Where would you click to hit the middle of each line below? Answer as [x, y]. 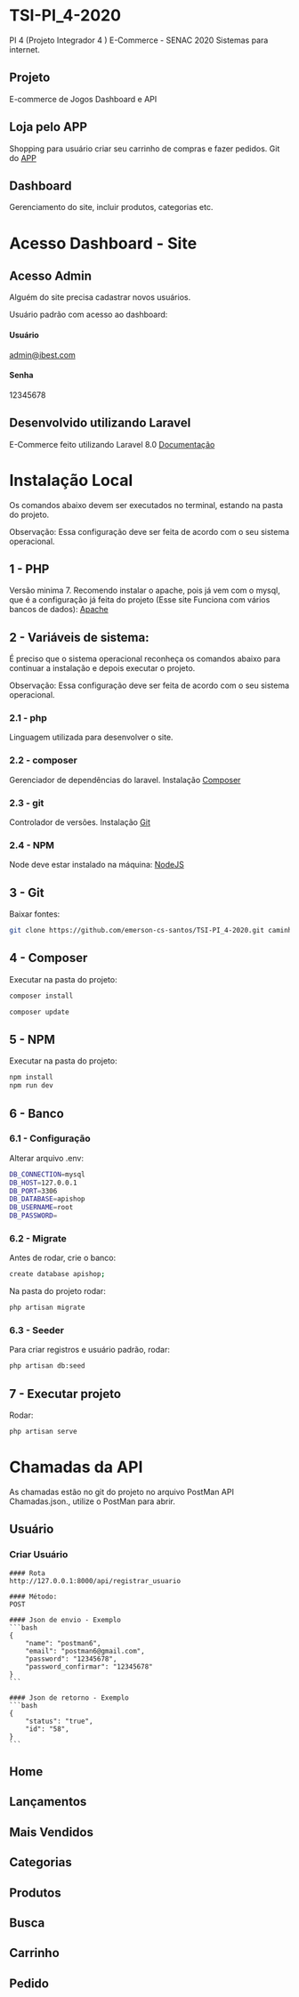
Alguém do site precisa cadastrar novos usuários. [100, 297]
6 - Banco [36, 1113]
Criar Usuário [39, 1555]
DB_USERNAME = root [41, 1208]
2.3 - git [27, 803]
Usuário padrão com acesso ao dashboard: [89, 315]
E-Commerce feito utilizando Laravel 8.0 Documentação [112, 444]
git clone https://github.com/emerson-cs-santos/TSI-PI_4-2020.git [137, 931]
